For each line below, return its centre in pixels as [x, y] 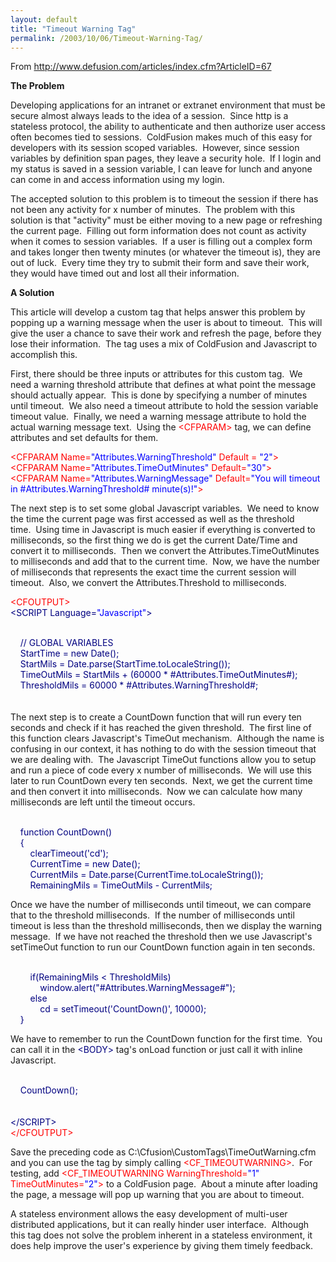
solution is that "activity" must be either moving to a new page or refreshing [166, 220]
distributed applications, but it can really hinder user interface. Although [160, 1225]
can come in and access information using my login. [117, 180]
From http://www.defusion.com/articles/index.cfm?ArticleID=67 [141, 67]
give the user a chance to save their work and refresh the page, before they [166, 333]
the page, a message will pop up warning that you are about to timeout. [157, 1195]
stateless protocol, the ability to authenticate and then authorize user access [168, 127]
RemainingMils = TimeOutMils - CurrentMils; [121, 885]
